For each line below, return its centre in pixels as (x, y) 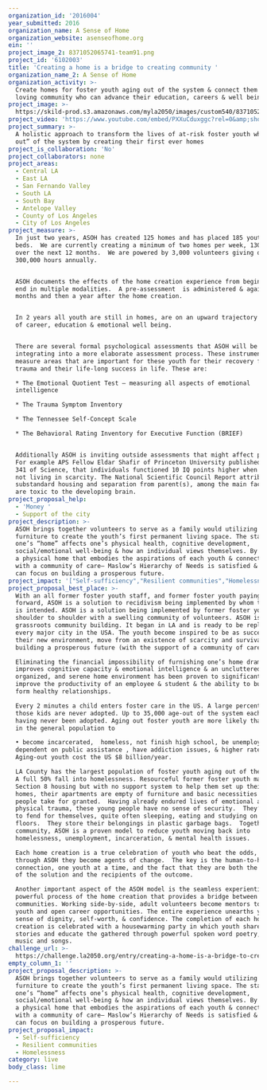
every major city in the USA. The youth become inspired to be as (128, 633)
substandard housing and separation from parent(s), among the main (131, 484)
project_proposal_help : (48, 500)
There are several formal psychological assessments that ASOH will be (137, 347)
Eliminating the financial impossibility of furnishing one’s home (130, 662)
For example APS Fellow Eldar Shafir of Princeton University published (138, 462)
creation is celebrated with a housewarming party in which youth (128, 926)
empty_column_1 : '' (41, 963)
